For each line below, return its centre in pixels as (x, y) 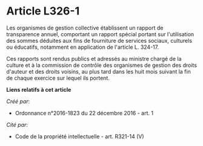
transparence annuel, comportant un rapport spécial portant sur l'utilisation (100, 34)
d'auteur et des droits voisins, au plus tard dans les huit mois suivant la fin (98, 71)
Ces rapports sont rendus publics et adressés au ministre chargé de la (94, 59)
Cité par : (17, 124)
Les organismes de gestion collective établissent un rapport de (85, 28)
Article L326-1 (43, 11)
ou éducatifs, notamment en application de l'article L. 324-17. (83, 47)
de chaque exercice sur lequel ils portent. (58, 78)
